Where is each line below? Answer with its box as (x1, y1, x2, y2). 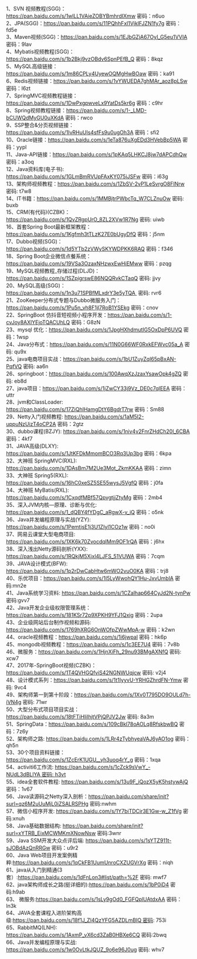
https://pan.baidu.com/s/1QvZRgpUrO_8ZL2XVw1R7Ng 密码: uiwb (6, 216, 165, 223)
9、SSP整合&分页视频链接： (6, 122, 74, 128)
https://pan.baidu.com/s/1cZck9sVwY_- (55, 763, 151, 770)
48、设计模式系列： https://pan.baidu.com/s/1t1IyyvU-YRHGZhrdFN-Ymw (6, 676, 182, 683)
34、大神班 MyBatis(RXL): (6, 487, 69, 494)
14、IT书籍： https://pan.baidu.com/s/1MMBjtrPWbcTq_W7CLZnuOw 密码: (6, 195, 185, 202)
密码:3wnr (97, 830, 121, 836)
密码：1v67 (6, 786, 33, 792)
